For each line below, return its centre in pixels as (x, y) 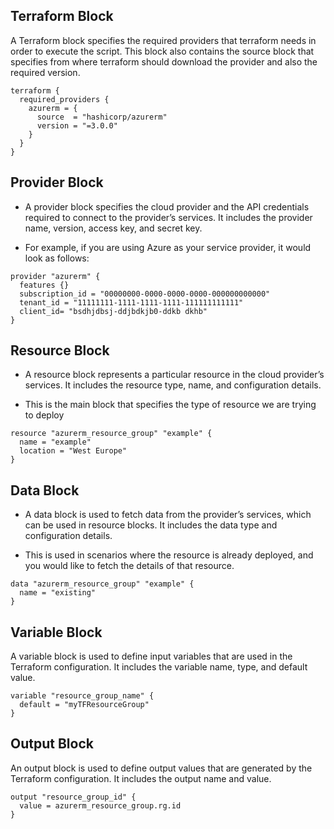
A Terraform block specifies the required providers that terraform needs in (163, 40)
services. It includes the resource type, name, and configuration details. (173, 385)
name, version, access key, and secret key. (113, 228)
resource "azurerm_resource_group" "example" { (111, 434)
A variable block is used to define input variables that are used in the (151, 656)
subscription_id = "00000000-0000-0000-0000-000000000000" (145, 294)
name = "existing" (58, 593)
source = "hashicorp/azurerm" (102, 117)
